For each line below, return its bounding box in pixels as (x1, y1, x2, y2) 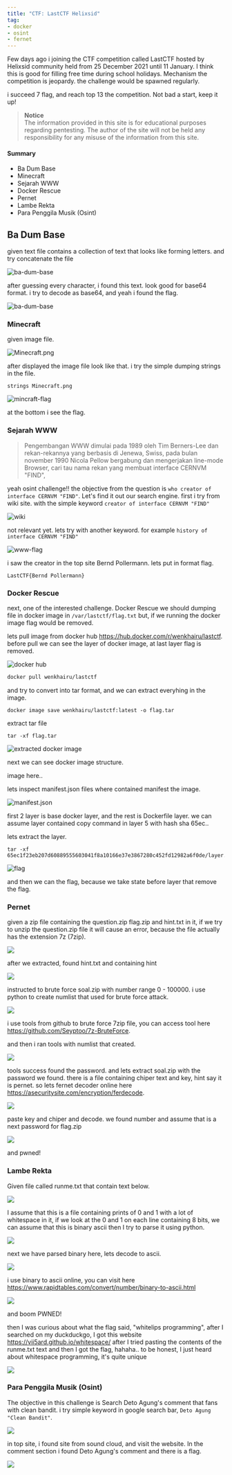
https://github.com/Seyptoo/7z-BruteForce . (7, 1027, 131, 1035)
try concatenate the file (7, 254, 74, 263)
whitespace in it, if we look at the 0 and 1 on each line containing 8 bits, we (7, 1215, 220, 1224)
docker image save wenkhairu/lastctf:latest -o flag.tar (7, 707, 175, 714)
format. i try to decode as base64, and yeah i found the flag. (7, 289, 178, 297)
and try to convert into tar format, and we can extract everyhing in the (7, 686, 206, 694)
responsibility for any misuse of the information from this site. (23, 133, 200, 142)
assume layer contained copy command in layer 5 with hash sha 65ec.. (7, 819, 209, 827)
